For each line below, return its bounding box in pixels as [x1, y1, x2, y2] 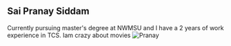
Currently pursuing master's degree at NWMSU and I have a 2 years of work [7, 23, 224, 32]
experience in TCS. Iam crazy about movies [7, 31, 131, 39]
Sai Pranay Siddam [7, 5, 90, 17]
